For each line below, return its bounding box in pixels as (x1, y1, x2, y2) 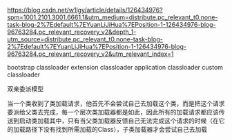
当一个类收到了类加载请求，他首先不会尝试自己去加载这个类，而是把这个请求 (7, 99, 225, 108)
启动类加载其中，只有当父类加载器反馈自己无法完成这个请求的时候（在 (19, 117, 219, 125)
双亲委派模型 (7, 85, 43, 92)
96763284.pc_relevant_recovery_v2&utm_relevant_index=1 (7, 50, 174, 58)
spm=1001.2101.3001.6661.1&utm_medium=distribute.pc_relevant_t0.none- (7, 13, 218, 21)
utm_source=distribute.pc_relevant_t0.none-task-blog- (7, 35, 164, 43)
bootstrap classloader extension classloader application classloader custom (7, 63, 223, 71)
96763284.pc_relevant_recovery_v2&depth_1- (7, 28, 137, 36)
